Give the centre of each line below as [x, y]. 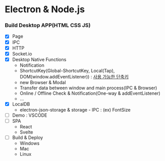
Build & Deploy [28, 137]
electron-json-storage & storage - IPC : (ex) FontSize [75, 110]
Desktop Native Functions [39, 59]
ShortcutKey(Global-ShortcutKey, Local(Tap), [67, 70]
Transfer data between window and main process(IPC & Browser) [88, 88]
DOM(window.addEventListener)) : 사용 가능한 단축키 [74, 76]
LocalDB [21, 104]
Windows [30, 143]
